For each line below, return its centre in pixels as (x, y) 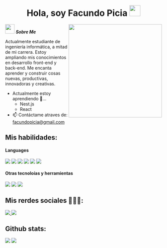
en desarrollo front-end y (31, 63)
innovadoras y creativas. (30, 83)
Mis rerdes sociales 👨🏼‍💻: (44, 201)
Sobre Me (26, 32)
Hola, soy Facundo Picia (77, 13)
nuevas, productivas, (27, 78)
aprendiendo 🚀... (29, 98)
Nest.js (27, 104)
